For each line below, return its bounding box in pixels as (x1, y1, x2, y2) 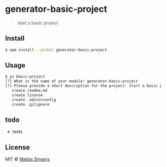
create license (11, 93, 43, 98)
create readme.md (11, 88, 48, 93)
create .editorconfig (11, 97, 56, 102)
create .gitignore (11, 102, 50, 107)
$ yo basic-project (5, 74, 45, 79)
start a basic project (17, 20, 58, 26)
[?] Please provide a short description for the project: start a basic (5, 83, 158, 89)
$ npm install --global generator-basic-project (5, 47, 107, 53)
